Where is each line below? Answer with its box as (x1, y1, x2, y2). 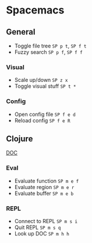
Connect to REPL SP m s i (14, 218, 77, 224)
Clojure (6, 134, 33, 143)
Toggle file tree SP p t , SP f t (14, 42, 87, 49)
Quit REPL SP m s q (14, 224, 61, 231)
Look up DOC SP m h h (14, 230, 70, 237)
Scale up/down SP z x (14, 77, 68, 84)
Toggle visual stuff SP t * (14, 83, 76, 90)
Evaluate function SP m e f (14, 177, 79, 184)
